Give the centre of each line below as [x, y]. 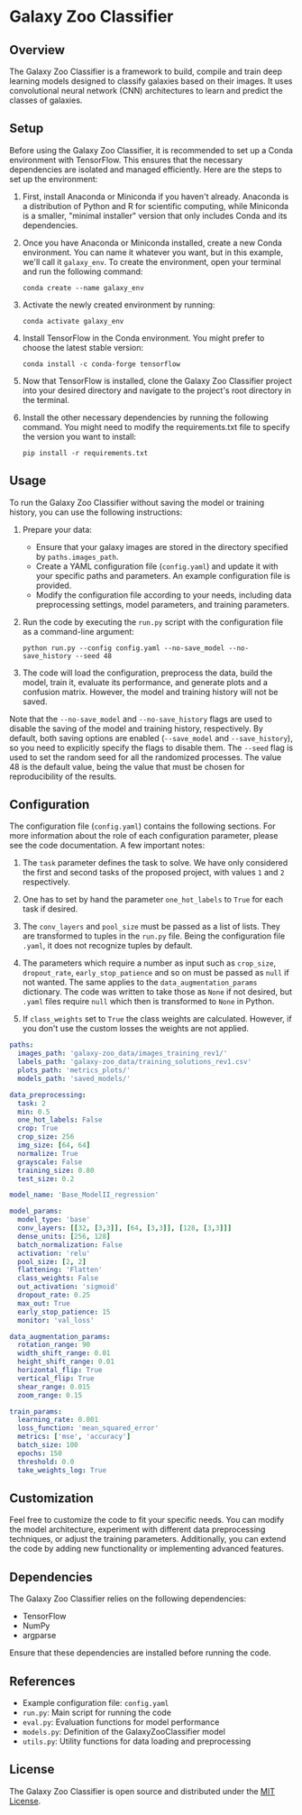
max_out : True [44, 1303]
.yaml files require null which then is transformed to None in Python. [148, 1002]
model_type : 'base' [54, 1220]
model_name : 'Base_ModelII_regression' [84, 1195]
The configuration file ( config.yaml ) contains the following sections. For [142, 826]
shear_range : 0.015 [54, 1387]
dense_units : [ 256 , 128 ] [64, 1236]
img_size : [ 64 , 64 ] [54, 1146]
